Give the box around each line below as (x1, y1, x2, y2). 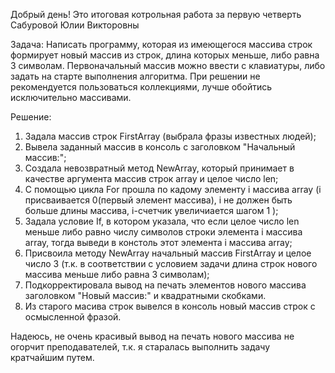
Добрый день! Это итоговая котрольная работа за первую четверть (10, 9, 302, 20)
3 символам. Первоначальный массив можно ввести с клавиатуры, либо (10, 60, 326, 71)
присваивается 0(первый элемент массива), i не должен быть (24, 194, 293, 206)
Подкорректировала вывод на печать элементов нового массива (24, 279, 307, 291)
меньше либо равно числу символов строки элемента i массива (24, 226, 303, 238)
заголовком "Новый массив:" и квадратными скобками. (24, 290, 267, 301)
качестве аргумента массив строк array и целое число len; (24, 173, 279, 184)
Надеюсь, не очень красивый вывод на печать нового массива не (10, 330, 295, 342)
